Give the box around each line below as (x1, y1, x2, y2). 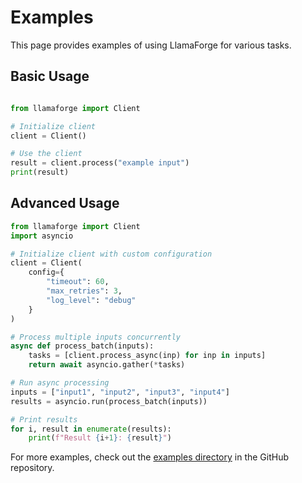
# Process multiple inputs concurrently (10, 332, 182, 342)
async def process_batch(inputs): (10, 341, 155, 351)
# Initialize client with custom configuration (10, 249, 213, 259)
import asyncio (10, 231, 74, 241)
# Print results (10, 414, 78, 425)
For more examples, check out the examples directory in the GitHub (10, 451, 290, 463)
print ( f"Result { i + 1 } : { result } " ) (28, 433, 172, 443)
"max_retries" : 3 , (46, 286, 123, 296)
